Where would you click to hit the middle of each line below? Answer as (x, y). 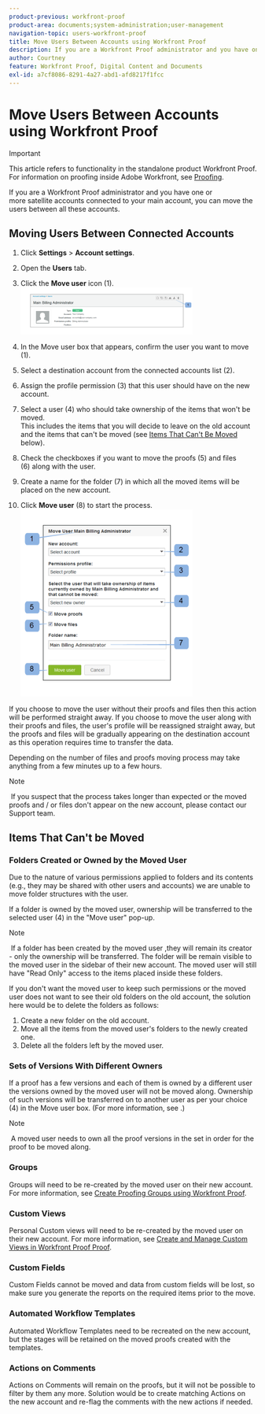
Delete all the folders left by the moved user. (92, 1046)
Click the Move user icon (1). (67, 283)
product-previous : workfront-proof (67, 17)
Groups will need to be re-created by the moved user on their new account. (131, 1184)
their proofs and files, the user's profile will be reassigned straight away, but (132, 725)
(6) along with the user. (58, 466)
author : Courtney (37, 58)
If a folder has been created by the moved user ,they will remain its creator (131, 948)
